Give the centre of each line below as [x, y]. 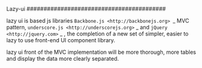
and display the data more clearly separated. [63, 59]
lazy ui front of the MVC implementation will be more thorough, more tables [101, 52]
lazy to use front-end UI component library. [61, 40]
